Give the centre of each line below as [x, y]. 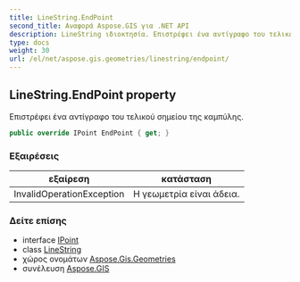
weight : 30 [29, 51]
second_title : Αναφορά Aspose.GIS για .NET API [100, 26]
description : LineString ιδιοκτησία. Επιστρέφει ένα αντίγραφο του [137, 34]
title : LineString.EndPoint [62, 17]
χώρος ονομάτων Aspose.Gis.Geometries [99, 259]
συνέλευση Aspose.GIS [66, 269]
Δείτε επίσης [38, 220]
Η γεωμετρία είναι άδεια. [186, 194]
